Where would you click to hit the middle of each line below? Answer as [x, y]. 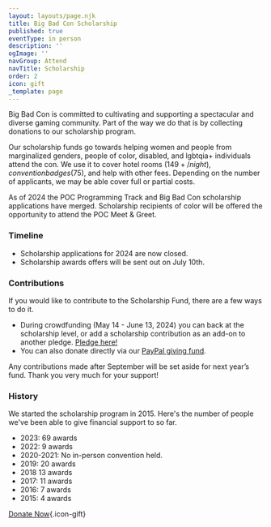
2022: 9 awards [47, 447]
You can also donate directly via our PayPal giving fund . [113, 350]
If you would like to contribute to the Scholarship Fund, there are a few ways [135, 300]
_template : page [36, 91]
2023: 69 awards [49, 438]
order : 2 [23, 76]
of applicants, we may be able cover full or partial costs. [102, 182]
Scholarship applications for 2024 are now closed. [104, 253]
